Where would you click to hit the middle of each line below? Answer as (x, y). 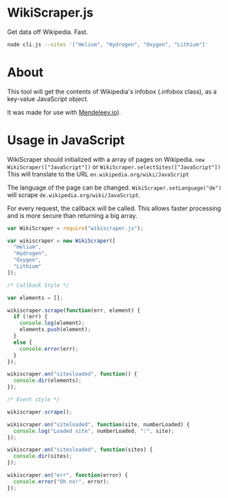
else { (23, 342)
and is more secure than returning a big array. (72, 215)
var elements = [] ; (35, 298)
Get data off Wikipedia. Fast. (48, 32)
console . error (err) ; (49, 349)
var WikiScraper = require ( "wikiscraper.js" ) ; (75, 228)
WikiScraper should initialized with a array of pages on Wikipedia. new (106, 159)
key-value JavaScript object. (48, 99)
